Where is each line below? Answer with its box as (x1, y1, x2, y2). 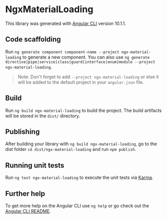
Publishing (5, 127, 40, 136)
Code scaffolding (5, 35, 61, 44)
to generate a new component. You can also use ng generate (22, 54, 150, 60)
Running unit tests (5, 161, 64, 170)
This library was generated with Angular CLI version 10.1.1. (5, 20, 126, 26)
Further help (5, 189, 46, 198)
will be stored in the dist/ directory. (5, 113, 80, 119)
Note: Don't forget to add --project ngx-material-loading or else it (17, 74, 159, 80)
